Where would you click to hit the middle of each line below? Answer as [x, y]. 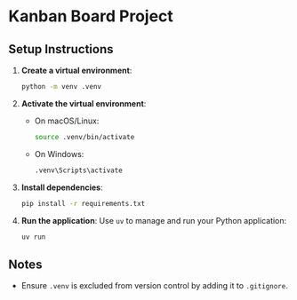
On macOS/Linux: [67, 121]
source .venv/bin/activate [84, 137]
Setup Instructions [61, 49]
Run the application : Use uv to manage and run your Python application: [154, 220]
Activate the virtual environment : [84, 103]
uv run [33, 237]
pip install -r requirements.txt [83, 203]
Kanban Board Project [91, 16]
